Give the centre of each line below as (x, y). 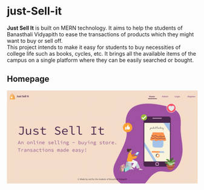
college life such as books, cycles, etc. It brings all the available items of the (101, 53)
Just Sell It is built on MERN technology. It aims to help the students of (95, 28)
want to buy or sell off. (35, 41)
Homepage (28, 79)
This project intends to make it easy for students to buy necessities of (94, 47)
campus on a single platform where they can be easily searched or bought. (100, 60)
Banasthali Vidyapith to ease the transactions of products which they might (100, 34)
